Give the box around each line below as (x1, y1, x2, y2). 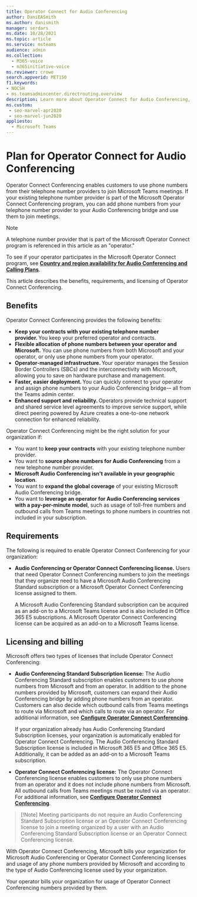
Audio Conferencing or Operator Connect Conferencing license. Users (14, 565, 191, 572)
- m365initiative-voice (11, 63, 69, 70)
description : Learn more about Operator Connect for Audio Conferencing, (6, 96, 191, 102)
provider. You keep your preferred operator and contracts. (14, 334, 156, 341)
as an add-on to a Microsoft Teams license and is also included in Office (14, 607, 190, 614)
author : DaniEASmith (6, 14, 57, 20)
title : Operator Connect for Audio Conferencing (6, 8, 128, 15)
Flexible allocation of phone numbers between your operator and (14, 340, 177, 347)
